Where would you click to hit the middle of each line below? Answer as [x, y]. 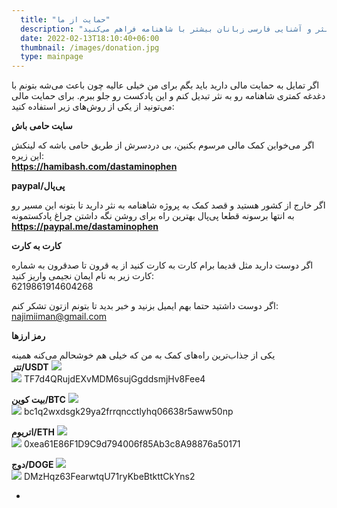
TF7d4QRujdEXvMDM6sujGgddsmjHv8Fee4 [114, 379]
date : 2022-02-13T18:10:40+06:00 [90, 38]
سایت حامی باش [42, 126]
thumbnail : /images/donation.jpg [90, 47]
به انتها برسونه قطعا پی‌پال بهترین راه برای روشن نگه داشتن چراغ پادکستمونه [153, 216]
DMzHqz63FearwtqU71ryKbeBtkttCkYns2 [109, 477]
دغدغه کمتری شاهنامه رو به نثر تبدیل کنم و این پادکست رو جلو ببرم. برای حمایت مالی [168, 96]
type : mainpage [52, 57]
